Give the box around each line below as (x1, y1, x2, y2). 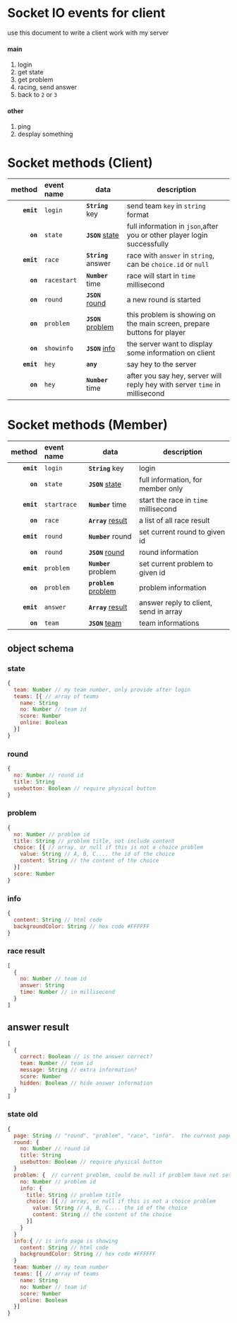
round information (138, 547, 199, 557)
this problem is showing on (126, 310, 217, 320)
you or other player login (126, 230, 208, 240)
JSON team (88, 618, 122, 628)
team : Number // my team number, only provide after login (13, 686, 191, 693)
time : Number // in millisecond (20, 989, 115, 996)
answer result (7, 1021, 69, 1033)
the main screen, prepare (126, 319, 210, 328)
